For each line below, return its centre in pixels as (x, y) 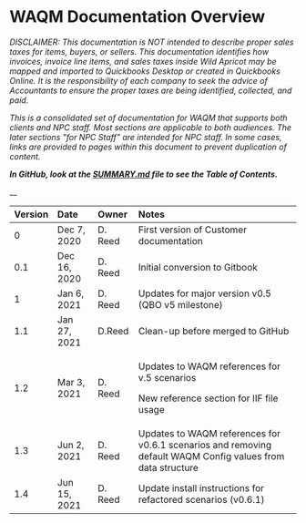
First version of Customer (193, 230)
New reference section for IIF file (208, 398)
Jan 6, (71, 293)
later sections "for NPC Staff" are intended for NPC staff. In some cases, (146, 137)
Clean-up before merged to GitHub (214, 331)
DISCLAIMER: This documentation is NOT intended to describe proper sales (152, 42)
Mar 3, (71, 382)
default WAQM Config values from (211, 456)
